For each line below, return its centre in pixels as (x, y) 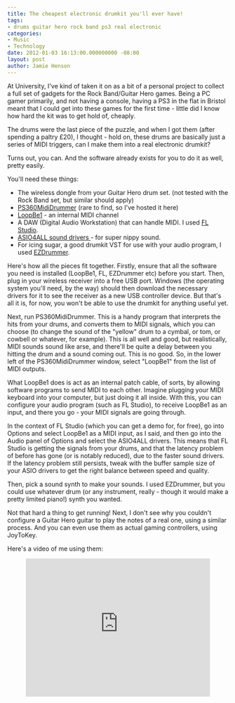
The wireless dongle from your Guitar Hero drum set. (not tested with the (123, 192)
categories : (25, 33)
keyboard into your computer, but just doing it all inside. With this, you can (114, 397)
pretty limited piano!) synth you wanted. (65, 499)
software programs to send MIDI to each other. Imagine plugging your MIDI (115, 389)
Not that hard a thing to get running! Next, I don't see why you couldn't (109, 512)
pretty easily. (26, 165)
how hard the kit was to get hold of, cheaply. (71, 116)
